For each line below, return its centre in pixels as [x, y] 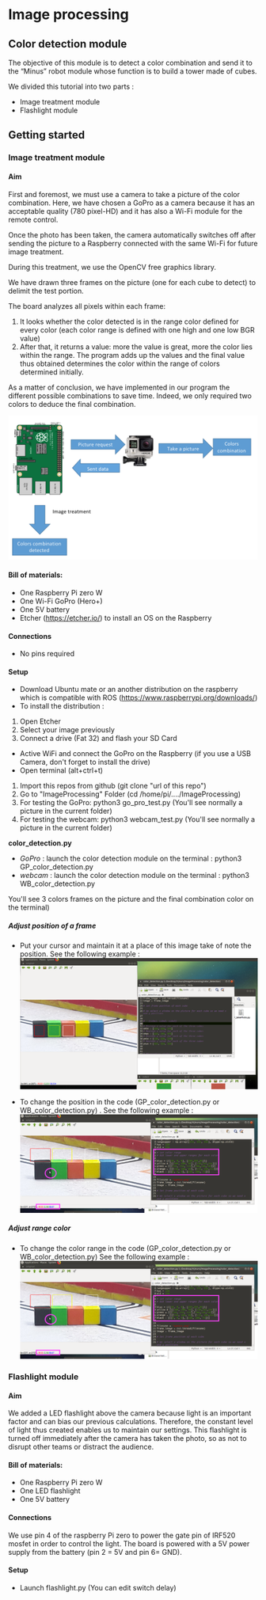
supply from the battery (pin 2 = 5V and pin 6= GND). [95, 1552]
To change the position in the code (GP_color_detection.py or [120, 1102]
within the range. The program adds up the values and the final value [132, 355]
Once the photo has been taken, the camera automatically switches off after [132, 234]
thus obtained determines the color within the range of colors [120, 363]
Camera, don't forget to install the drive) [85, 762]
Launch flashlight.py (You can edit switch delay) [98, 1587]
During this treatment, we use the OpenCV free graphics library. [112, 267]
